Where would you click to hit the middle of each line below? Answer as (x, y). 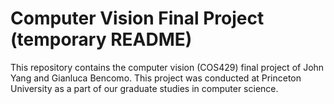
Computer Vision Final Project (137, 18)
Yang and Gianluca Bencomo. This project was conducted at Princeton (156, 78)
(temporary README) (101, 39)
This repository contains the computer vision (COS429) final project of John (167, 67)
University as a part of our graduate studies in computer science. (144, 88)
